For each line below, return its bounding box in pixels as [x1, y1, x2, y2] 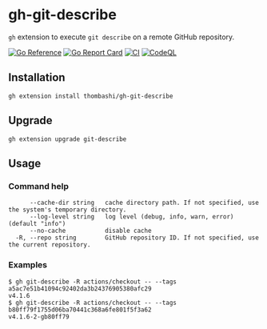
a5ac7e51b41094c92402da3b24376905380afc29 [8, 284, 152, 293]
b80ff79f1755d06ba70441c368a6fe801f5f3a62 [8, 306, 152, 314]
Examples [8, 259, 48, 271]
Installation [8, 70, 66, 85]
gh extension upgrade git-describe [8, 134, 127, 143]
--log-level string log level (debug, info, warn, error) [29, 213, 234, 221]
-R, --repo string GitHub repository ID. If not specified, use [15, 234, 260, 242]
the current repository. [8, 241, 91, 249]
